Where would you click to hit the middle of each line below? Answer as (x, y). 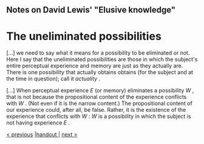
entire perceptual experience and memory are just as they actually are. (95, 66)
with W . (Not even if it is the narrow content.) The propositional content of (99, 103)
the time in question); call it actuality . (53, 79)
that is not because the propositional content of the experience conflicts (97, 97)
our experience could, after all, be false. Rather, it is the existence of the (96, 110)
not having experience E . (38, 123)
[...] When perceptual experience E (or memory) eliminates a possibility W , (100, 91)
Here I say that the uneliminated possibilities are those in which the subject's (102, 60)
